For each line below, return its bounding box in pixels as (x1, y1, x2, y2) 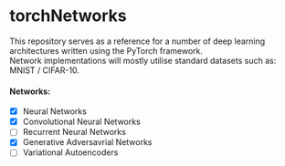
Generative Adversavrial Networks (22, 137, 153, 148)
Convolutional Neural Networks (22, 116, 142, 128)
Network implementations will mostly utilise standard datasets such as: (9, 55, 277, 66)
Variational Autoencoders (22, 147, 119, 158)
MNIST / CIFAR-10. (9, 65, 80, 76)
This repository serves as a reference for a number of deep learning (9, 36, 266, 47)
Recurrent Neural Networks (22, 127, 126, 138)
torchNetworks (9, 5, 127, 26)
